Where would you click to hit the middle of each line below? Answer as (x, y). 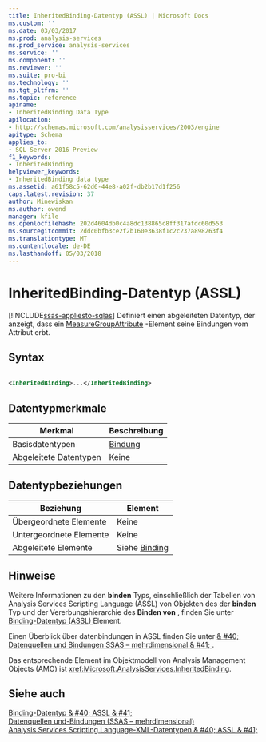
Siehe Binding (143, 547)
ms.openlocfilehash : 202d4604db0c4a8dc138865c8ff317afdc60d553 (116, 224)
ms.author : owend (37, 209)
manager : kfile (34, 217)
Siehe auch (37, 694)
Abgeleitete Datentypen (57, 457)
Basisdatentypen (44, 444)
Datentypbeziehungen (66, 486)
